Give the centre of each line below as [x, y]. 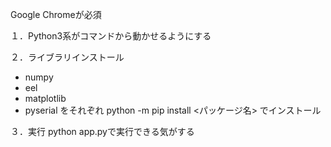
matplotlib [45, 98]
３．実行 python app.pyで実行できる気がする [102, 131]
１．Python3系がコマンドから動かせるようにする [111, 36]
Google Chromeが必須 [56, 14]
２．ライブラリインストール [67, 57]
